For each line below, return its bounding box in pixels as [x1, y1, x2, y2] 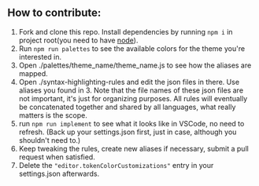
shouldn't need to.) [18, 135, 81, 144]
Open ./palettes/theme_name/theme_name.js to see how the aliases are [18, 60, 252, 70]
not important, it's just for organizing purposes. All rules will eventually [18, 93, 248, 103]
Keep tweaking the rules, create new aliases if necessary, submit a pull [18, 144, 249, 153]
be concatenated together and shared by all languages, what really [18, 102, 236, 111]
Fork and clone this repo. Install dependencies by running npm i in [18, 27, 233, 36]
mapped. [18, 68, 48, 78]
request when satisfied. [18, 152, 95, 162]
